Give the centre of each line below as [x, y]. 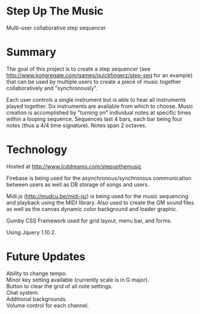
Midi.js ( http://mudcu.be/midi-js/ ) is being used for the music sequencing [97, 196]
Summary [31, 52]
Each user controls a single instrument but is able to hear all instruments [96, 99]
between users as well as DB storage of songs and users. [78, 184]
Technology [37, 150]
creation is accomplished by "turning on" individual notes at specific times [99, 112]
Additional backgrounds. [37, 299]
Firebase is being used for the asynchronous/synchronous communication [99, 178]
